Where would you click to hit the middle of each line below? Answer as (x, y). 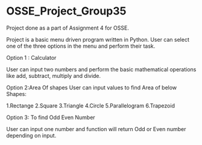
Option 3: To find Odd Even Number (51, 117)
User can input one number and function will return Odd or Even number (96, 129)
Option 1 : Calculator (31, 57)
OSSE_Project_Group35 (66, 11)
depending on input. (31, 135)
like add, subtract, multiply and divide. (54, 76)
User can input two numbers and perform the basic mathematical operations (101, 69)
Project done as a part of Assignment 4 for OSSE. (68, 28)
